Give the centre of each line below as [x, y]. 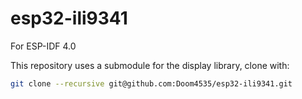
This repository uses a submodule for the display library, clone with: [150, 65]
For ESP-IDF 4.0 [43, 46]
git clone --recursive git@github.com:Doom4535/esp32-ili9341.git [151, 83]
